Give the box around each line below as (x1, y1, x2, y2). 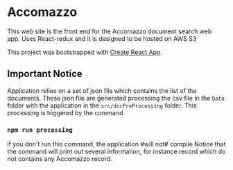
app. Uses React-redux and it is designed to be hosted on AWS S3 (7, 34, 197, 42)
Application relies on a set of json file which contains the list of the (7, 86, 197, 94)
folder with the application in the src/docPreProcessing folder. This (7, 101, 197, 110)
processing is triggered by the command (7, 108, 123, 117)
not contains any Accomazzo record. (7, 155, 113, 163)
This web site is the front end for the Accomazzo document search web (7, 27, 212, 35)
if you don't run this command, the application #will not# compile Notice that (7, 140, 226, 148)
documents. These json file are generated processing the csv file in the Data (7, 94, 225, 102)
